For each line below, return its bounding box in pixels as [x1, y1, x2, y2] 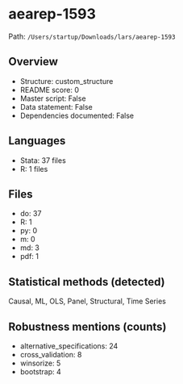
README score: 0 [19, 85, 79, 94]
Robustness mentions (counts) [8, 319, 167, 333]
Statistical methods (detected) [8, 275, 165, 289]
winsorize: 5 [19, 358, 61, 368]
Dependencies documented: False [19, 111, 135, 120]
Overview [8, 55, 59, 69]
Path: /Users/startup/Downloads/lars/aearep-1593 [8, 31, 176, 41]
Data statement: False [19, 102, 93, 111]
